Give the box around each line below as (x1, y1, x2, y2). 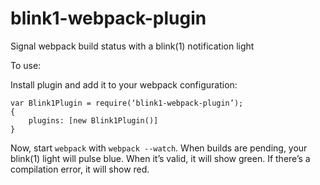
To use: (10, 59, 42, 71)
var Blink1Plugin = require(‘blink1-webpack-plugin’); (10, 98, 244, 108)
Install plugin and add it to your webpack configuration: (10, 78, 238, 91)
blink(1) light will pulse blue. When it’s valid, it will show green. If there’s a (10, 152, 311, 164)
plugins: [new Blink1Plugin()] (28, 115, 159, 126)
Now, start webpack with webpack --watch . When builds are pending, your (10, 142, 308, 154)
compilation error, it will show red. (10, 163, 150, 175)
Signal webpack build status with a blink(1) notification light (10, 40, 255, 52)
